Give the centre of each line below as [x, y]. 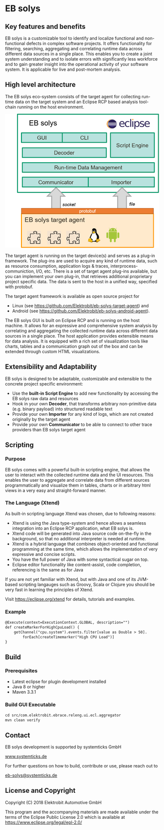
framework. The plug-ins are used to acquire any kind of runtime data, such [81, 261]
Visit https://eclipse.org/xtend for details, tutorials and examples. [70, 599]
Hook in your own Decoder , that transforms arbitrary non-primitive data [84, 404]
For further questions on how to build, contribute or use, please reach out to [82, 766]
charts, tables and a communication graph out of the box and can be [74, 346]
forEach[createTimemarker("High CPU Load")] [69, 637]
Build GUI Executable [31, 704]
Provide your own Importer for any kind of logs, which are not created [83, 414]
